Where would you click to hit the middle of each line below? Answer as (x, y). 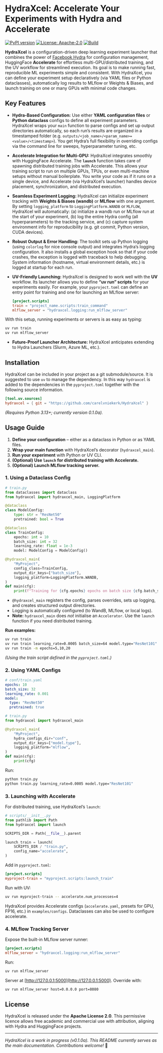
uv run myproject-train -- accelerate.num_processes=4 (62, 897)
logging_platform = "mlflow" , (42, 747)
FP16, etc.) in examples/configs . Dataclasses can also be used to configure (80, 911)
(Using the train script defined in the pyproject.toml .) (58, 657)
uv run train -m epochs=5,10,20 (38, 648)
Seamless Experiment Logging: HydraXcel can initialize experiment (80, 196)
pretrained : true (27, 708)
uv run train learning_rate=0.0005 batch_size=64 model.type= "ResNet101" (81, 644)
